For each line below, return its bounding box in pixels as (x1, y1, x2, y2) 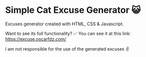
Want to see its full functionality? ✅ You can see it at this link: (5, 30, 131, 36)
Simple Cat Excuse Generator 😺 (5, 4, 141, 16)
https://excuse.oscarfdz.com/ (5, 36, 66, 42)
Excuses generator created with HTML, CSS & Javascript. (5, 21, 124, 27)
